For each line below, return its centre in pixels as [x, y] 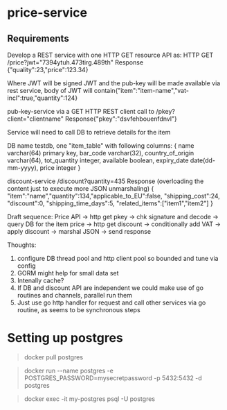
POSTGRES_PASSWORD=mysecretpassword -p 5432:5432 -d [113, 378]
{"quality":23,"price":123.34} [48, 70]
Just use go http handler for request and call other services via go [111, 302]
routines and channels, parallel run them [75, 295]
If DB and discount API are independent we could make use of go [110, 288]
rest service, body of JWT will [50, 91]
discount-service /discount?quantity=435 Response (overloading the [106, 181]
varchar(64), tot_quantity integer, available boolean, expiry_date [98, 160]
